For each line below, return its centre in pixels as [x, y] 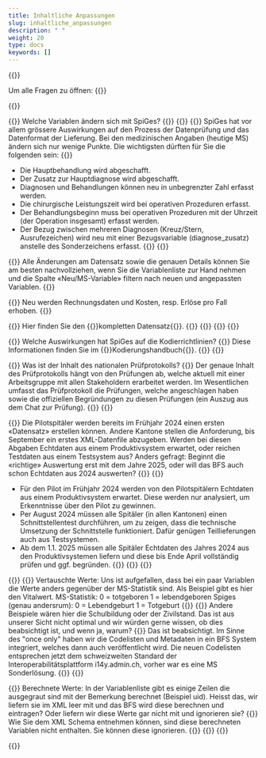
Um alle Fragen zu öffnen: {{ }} [58, 90]
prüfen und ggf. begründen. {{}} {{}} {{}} [86, 565]
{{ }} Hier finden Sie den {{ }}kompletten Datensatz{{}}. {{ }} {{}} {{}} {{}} [124, 326]
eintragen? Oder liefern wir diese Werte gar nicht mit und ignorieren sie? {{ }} [133, 714]
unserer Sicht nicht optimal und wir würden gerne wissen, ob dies [116, 622]
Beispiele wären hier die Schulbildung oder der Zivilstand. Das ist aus [121, 614]
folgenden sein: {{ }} [40, 155]
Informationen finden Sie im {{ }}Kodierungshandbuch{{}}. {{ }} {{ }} [116, 350]
